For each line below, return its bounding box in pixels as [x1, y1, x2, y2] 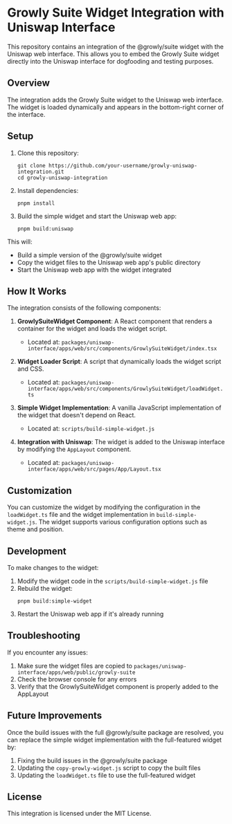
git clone [17, 162, 46, 169]
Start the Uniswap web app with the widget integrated [17, 265, 172, 274]
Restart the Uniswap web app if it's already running [17, 610, 164, 618]
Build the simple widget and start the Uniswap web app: [17, 212, 177, 220]
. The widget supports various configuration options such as [35, 518, 208, 527]
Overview [7, 77, 51, 89]
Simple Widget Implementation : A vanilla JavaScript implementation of [17, 403, 222, 412]
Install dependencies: [17, 186, 79, 194]
